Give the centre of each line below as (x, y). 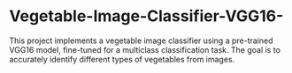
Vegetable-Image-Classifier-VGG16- (146, 16)
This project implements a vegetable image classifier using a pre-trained (141, 40)
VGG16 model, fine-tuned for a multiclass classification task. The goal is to (145, 49)
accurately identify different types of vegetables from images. (122, 59)
